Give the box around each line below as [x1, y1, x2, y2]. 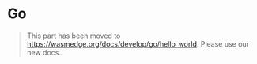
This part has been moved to [26, 31, 121, 40]
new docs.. [26, 47, 63, 57]
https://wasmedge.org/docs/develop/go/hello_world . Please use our [26, 39, 250, 48]
